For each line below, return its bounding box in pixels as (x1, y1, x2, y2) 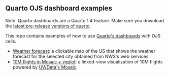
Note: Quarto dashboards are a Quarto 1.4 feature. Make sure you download (5, 17, 164, 23)
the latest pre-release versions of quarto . (5, 23, 91, 29)
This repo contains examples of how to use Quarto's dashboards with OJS (5, 32, 161, 39)
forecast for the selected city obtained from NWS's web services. (12, 53, 150, 59)
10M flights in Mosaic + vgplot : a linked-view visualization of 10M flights (12, 58, 163, 65)
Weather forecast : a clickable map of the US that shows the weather (12, 48, 156, 54)
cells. (5, 38, 17, 44)
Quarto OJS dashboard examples (5, 4, 113, 13)
